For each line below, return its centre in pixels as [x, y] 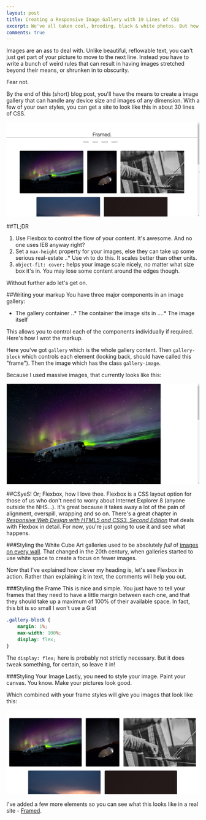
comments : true [26, 33]
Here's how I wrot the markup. [45, 338]
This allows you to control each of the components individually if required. [100, 332]
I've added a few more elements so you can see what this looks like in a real [102, 804]
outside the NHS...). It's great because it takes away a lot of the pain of [96, 507]
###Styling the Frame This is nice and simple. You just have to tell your [96, 588]
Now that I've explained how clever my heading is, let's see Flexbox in [95, 570]
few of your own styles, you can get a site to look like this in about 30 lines [101, 107]
